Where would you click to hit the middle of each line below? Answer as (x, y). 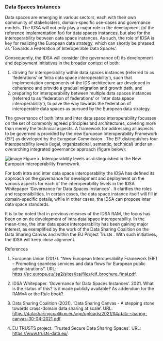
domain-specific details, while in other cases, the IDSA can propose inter (78, 199)
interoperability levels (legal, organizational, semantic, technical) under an (79, 144)
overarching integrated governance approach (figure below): (66, 149)
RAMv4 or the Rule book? (38, 294)
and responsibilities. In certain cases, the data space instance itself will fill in (81, 194)
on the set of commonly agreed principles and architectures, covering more (81, 123)
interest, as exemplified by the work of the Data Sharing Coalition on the (77, 229)
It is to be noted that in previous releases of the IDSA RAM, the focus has (78, 214)
